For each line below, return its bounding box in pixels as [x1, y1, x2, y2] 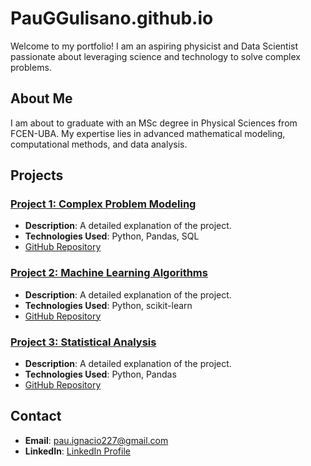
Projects [10, 167, 64, 184]
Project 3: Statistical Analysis [10, 335, 157, 349]
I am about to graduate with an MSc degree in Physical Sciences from [10, 117, 298, 129]
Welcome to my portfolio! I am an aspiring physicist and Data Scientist [10, 40, 299, 52]
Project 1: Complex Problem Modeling [10, 197, 197, 211]
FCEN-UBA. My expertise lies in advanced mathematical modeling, [10, 127, 286, 139]
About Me [10, 90, 73, 107]
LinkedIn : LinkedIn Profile [24, 445, 131, 457]
